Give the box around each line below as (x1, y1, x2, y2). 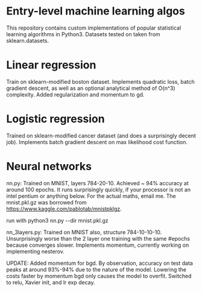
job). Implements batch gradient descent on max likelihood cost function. (6, 138, 188, 145)
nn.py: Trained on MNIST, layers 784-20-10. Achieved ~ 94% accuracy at (6, 179, 189, 186)
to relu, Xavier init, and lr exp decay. (6, 279, 95, 286)
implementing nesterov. (6, 247, 65, 255)
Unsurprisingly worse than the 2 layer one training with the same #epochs (6, 235, 191, 242)
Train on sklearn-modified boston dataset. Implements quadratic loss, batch (6, 78, 195, 85)
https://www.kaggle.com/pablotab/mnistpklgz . (6, 205, 122, 212)
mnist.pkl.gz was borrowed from (6, 198, 87, 206)
